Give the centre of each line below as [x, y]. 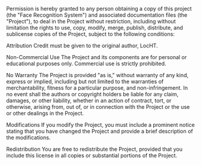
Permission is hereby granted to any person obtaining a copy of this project [99, 9]
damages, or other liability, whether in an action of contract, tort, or [89, 100]
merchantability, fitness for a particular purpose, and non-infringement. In [97, 88]
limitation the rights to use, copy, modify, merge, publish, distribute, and [95, 27]
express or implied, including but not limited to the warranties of [85, 81]
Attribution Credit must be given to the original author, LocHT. [82, 45]
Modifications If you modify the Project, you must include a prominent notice [100, 125]
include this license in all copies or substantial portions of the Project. [92, 155]
